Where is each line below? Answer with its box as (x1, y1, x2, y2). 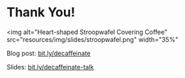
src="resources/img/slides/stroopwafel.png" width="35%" (6, 35, 179, 43)
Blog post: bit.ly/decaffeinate (6, 49, 91, 57)
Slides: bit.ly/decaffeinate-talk (6, 62, 94, 71)
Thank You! (6, 4, 76, 21)
